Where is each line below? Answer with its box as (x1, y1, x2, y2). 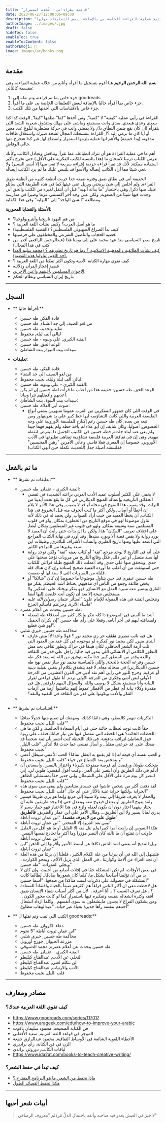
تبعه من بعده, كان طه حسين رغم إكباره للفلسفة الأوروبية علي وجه (27, 418, 148, 424)
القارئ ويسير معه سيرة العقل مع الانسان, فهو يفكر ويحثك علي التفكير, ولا (27, 585, 161, 591)
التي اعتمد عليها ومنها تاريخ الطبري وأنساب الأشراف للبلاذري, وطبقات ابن (27, 538, 161, 544)
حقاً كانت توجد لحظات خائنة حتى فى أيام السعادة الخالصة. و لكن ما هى (20, 725, 149, 731)
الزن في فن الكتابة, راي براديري (12, 1041, 71, 1047)
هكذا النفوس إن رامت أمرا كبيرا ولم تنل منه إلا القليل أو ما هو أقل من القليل (20, 824, 158, 830)
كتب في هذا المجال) (12, 242, 50, 248)
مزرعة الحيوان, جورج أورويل (20, 938, 72, 944)
